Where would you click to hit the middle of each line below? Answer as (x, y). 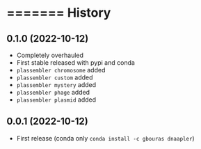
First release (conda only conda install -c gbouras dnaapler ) (106, 138)
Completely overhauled (50, 55)
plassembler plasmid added (56, 100)
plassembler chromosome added (61, 70)
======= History (59, 13)
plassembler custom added (55, 77)
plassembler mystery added (56, 85)
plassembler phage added (53, 92)
